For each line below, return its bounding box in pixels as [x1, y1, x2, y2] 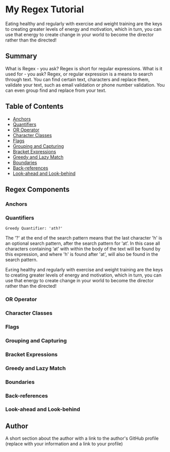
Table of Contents [5, 102, 64, 111]
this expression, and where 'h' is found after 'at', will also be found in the [5, 251, 158, 258]
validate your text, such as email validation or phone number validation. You [5, 82, 165, 88]
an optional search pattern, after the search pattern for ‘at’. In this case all [5, 240, 160, 247]
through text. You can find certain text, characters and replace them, [5, 76, 150, 83]
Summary [5, 52, 37, 61]
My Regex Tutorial [5, 4, 84, 15]
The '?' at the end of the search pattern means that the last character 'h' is [5, 235, 162, 241]
